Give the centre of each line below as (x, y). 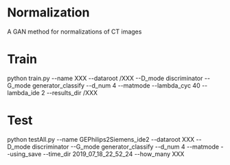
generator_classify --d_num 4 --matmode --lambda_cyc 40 (116, 85)
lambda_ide (23, 92)
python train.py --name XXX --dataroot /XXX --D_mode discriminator (105, 78)
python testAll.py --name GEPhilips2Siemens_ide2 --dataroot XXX (101, 139)
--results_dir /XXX (72, 92)
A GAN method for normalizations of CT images (74, 31)
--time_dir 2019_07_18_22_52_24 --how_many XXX (114, 154)
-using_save (24, 154)
